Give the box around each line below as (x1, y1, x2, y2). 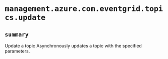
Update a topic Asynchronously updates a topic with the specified (5, 43, 142, 48)
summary (5, 30, 29, 38)
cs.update (5, 13, 46, 22)
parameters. (5, 48, 30, 54)
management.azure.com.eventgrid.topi (5, 4, 163, 13)
